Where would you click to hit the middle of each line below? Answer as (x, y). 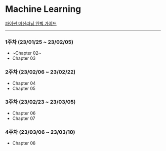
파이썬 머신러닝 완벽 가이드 (31, 23)
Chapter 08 (24, 143)
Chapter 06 (24, 113)
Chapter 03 (24, 58)
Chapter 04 (24, 83)
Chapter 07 (24, 118)
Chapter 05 (24, 88)
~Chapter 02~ (27, 53)
